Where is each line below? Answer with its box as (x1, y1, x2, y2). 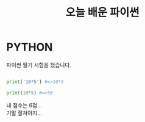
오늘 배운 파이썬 (65, 5, 140, 20)
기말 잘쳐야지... (6, 109, 43, 117)
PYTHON (6, 40, 53, 54)
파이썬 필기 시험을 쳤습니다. (6, 61, 72, 68)
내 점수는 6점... (6, 101, 43, 109)
